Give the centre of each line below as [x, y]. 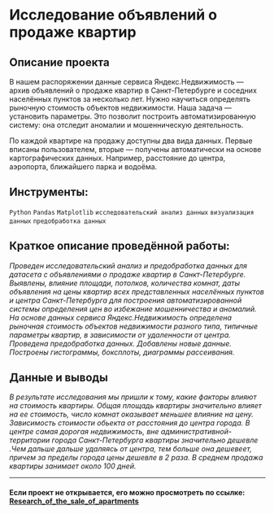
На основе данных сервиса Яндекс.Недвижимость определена [121, 317]
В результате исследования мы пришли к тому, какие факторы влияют [133, 397]
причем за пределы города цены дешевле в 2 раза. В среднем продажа [136, 458]
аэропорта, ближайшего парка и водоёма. [83, 167]
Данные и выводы [59, 378]
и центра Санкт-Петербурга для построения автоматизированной [126, 300]
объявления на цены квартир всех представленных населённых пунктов [137, 291]
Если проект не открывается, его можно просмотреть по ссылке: [127, 493]
